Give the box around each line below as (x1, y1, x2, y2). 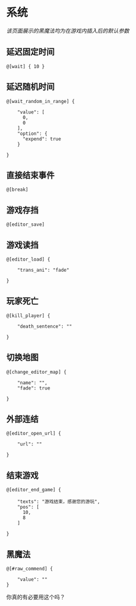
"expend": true (22, 136, 62, 142)
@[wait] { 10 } (6, 63, 45, 69)
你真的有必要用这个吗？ (6, 593, 65, 601)
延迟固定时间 (6, 47, 55, 57)
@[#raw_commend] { (6, 566, 53, 572)
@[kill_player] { (6, 312, 51, 319)
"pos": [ (17, 504, 40, 510)
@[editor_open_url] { (6, 431, 62, 437)
